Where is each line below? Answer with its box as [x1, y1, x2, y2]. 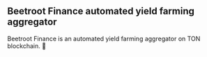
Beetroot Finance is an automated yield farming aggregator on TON [7, 34, 201, 43]
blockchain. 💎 [7, 41, 47, 50]
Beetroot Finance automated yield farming [7, 5, 195, 17]
